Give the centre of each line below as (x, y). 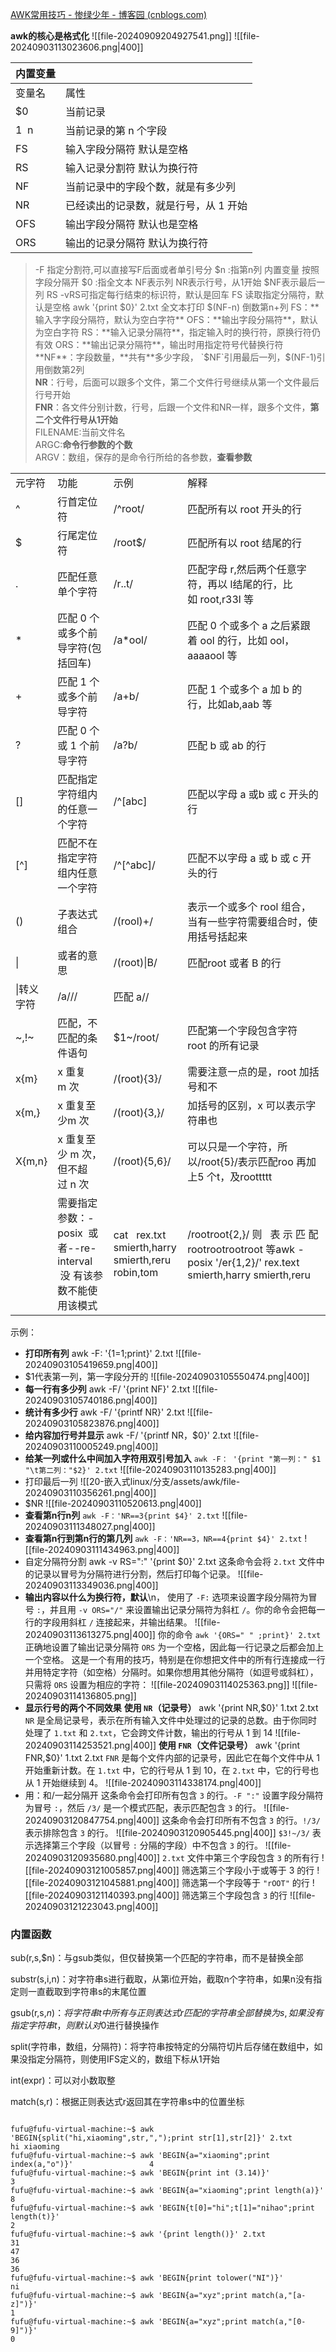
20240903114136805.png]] (80, 1696)
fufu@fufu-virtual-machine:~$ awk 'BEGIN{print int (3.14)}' (140, 2173)
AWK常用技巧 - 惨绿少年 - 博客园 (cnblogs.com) (109, 14)
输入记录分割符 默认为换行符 (132, 168)
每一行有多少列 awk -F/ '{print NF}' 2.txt (107, 1389)
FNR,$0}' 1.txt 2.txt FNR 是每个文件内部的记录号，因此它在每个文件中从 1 (172, 1757)
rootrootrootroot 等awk (241, 1249)
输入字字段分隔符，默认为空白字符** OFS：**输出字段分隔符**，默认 (176, 319)
